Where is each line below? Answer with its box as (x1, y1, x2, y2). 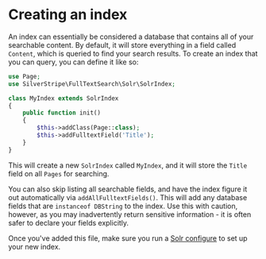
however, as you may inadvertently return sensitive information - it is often (8, 209, 252, 219)
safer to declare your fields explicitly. (8, 218, 129, 227)
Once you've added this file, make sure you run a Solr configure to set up (8, 233, 248, 243)
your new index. (8, 242, 61, 251)
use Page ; (8, 72, 41, 80)
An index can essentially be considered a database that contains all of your (8, 32, 254, 41)
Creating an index (8, 6, 128, 24)
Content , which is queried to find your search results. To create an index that (8, 48, 258, 58)
